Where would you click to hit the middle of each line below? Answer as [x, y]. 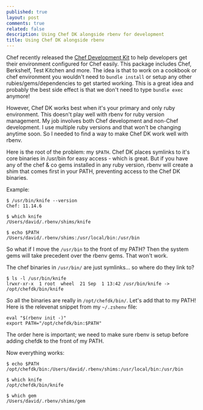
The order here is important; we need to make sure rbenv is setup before [98, 334]
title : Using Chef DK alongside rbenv [55, 40]
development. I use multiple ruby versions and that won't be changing [94, 127]
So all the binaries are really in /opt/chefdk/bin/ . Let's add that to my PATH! [101, 300]
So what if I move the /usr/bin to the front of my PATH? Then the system [98, 249]
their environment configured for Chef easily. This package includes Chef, [99, 64]
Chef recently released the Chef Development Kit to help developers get [97, 57]
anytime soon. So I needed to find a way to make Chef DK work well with [97, 134]
